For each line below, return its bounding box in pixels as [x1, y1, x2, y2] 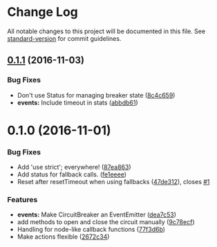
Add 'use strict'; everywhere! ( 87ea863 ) [17, 163, 131, 172]
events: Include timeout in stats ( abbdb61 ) [17, 98, 138, 107]
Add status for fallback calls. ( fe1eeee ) [17, 170, 126, 179]
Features [7, 195, 38, 205]
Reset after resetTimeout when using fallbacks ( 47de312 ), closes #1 [17, 178, 210, 186]
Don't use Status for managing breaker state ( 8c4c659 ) [17, 91, 176, 99]
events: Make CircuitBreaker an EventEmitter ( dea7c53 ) [17, 210, 177, 219]
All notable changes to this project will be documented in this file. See [7, 27, 206, 35]
